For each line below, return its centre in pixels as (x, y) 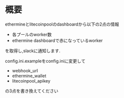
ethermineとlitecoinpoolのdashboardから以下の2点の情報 (62, 24)
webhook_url (25, 70)
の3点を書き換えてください (32, 91)
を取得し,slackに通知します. (33, 51)
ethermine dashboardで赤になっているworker (57, 40)
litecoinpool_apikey (31, 81)
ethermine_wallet (29, 76)
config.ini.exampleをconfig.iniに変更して (45, 61)
